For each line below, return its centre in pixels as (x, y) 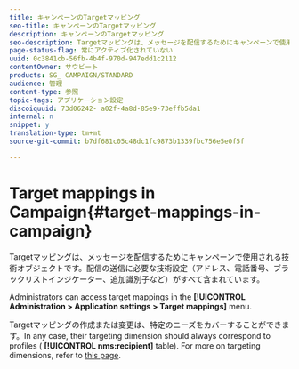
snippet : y (29, 125)
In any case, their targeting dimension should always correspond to (147, 335)
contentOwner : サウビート (54, 68)
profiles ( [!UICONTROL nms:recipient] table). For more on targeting (135, 345)
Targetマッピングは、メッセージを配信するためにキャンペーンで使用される (145, 257)
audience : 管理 (36, 84)
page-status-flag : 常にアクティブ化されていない (91, 51)
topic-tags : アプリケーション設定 (66, 100)
